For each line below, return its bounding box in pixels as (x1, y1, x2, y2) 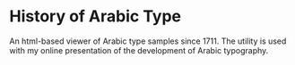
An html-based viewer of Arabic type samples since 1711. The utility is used (9, 36, 287, 46)
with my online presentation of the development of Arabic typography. (9, 45, 269, 55)
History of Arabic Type (9, 6, 182, 27)
